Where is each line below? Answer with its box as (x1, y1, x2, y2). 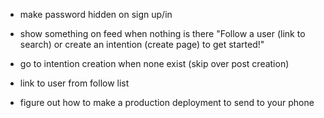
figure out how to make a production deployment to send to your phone (19, 97, 315, 108)
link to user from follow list (19, 77, 130, 89)
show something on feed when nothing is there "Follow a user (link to (19, 28, 306, 39)
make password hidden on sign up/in (19, 9, 173, 20)
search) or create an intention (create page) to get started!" (19, 39, 265, 50)
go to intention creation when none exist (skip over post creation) (19, 58, 290, 69)
